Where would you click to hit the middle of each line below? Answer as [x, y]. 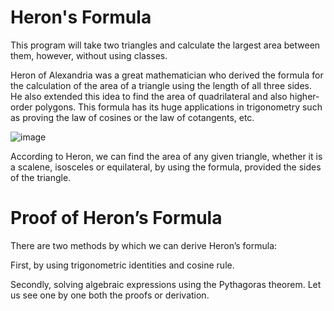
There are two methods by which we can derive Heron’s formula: [144, 245]
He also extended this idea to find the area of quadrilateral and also [149, 96]
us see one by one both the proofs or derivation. [110, 295]
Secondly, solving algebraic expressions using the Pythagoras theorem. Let [166, 284]
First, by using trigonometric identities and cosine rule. [122, 265]
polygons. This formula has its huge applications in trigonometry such [178, 107]
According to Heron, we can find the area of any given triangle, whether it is [166, 156]
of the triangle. [41, 177]
